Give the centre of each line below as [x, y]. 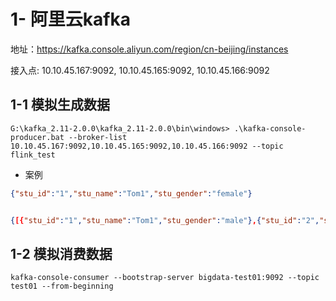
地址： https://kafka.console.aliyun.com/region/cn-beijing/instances [149, 49]
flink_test [33, 155]
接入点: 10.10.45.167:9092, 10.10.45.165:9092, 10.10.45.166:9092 [140, 70]
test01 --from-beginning [62, 286]
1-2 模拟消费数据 [61, 253]
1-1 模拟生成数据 [60, 105]
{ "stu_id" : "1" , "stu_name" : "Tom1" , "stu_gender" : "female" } [131, 193]
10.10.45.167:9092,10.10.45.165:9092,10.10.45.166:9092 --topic [147, 146]
